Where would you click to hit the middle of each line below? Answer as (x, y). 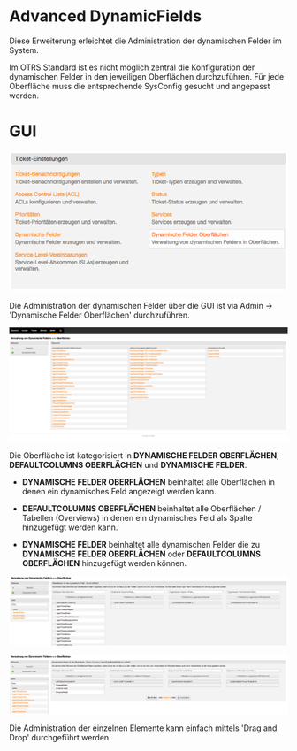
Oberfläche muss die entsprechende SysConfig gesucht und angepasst (140, 86)
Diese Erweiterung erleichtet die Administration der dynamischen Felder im (146, 41)
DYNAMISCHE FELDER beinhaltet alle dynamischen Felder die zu (141, 545)
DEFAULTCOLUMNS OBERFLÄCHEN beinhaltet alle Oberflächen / (141, 509)
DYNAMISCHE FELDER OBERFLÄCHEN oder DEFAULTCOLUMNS (141, 554)
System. (24, 50)
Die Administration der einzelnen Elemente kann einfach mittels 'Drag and (143, 728)
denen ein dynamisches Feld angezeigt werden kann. (119, 492)
